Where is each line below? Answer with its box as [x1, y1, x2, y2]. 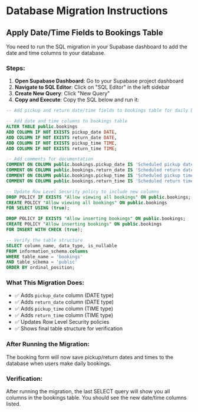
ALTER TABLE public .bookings [6, 124, 78, 130]
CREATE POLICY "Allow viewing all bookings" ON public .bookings [6, 200, 167, 205]
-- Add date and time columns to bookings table [6, 118, 128, 124]
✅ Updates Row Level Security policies [14, 318, 110, 325]
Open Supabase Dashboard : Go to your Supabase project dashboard [14, 78, 184, 85]
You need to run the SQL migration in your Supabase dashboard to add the [6, 43, 187, 50]
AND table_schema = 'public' [6, 259, 78, 265]
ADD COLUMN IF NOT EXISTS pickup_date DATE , [6, 129, 117, 135]
